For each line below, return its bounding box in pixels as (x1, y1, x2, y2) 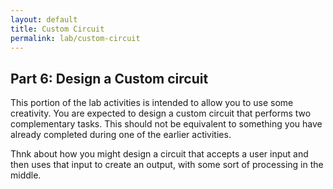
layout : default (10, 14, 78, 25)
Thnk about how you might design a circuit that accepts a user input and (10, 148, 309, 160)
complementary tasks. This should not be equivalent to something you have (10, 118, 323, 130)
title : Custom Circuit (10, 24, 105, 34)
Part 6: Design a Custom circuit (10, 70, 209, 87)
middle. (10, 169, 42, 181)
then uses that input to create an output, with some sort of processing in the (10, 159, 324, 171)
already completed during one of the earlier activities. (10, 129, 232, 141)
